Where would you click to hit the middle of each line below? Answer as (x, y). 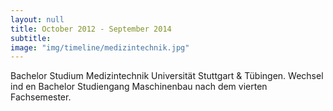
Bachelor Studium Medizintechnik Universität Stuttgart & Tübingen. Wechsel (167, 76)
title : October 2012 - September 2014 (91, 29)
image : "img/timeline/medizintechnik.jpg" (100, 47)
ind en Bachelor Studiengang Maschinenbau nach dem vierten (139, 87)
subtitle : (31, 38)
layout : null (37, 19)
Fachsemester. (41, 97)
